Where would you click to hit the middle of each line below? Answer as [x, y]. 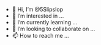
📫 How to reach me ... [40, 36]
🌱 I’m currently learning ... [45, 22]
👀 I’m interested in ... [38, 16]
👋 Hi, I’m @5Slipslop [37, 9]
